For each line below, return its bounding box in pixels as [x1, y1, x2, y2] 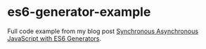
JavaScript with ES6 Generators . [7, 34, 102, 42]
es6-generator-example [7, 4, 151, 20]
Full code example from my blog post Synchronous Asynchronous [7, 27, 199, 35]
